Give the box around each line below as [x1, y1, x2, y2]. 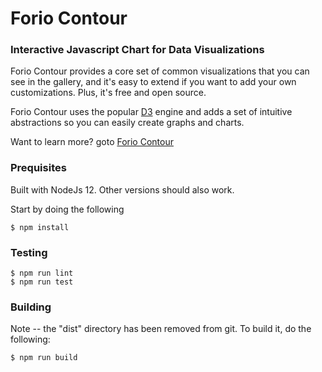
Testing [10, 245, 48, 259]
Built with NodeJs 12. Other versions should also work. [10, 183, 235, 196]
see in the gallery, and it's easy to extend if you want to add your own [10, 76, 297, 88]
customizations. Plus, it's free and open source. [10, 87, 207, 99]
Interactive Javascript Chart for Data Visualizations [10, 43, 265, 57]
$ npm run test [10, 277, 74, 287]
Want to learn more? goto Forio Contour [10, 136, 174, 148]
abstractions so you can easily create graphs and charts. [10, 117, 245, 129]
